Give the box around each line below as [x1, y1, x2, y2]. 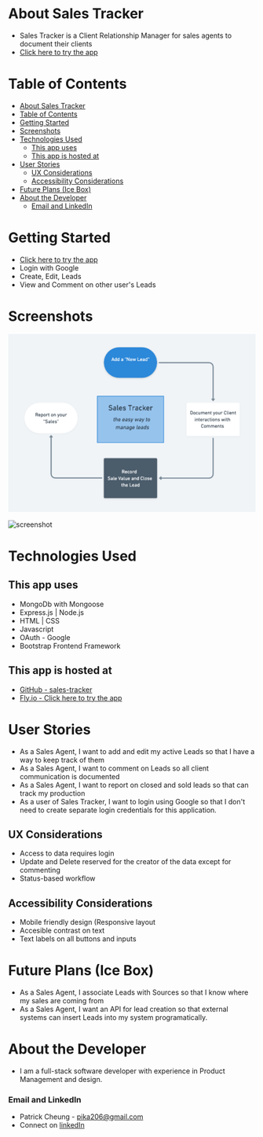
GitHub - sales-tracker [19, 685, 93, 694]
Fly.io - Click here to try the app [19, 693, 122, 702]
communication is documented [19, 771, 120, 781]
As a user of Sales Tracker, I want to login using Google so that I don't [19, 797, 246, 806]
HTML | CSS [19, 616, 60, 625]
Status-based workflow [19, 874, 96, 883]
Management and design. [19, 1075, 103, 1084]
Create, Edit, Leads [19, 271, 82, 281]
